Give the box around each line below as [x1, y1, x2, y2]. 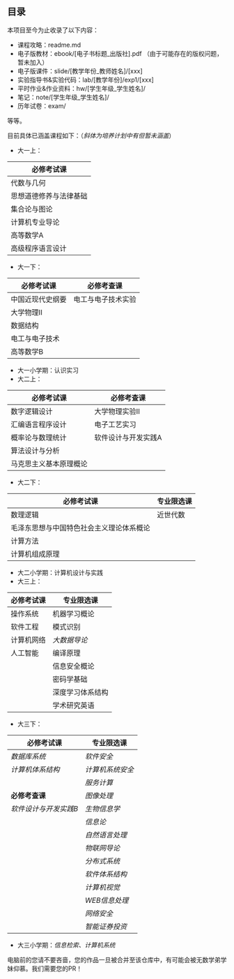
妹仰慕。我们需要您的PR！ [7, 964, 82, 973]
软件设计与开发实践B [10, 804, 79, 814]
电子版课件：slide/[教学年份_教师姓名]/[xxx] [17, 66, 143, 75]
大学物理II [10, 307, 43, 317]
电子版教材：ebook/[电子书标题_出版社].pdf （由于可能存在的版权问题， [17, 49, 223, 57]
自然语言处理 [84, 830, 127, 839]
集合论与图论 [10, 204, 54, 214]
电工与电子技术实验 [73, 294, 137, 304]
